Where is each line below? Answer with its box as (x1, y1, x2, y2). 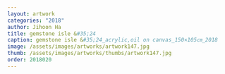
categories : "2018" (7, 17, 65, 24)
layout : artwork (7, 10, 55, 18)
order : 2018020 (7, 56, 52, 63)
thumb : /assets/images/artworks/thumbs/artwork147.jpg (7, 50, 172, 57)
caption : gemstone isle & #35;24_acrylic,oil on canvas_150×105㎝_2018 (7, 37, 219, 44)
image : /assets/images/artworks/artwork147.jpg (7, 43, 150, 50)
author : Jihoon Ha (7, 23, 61, 30)
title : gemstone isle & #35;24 (7, 30, 97, 37)
